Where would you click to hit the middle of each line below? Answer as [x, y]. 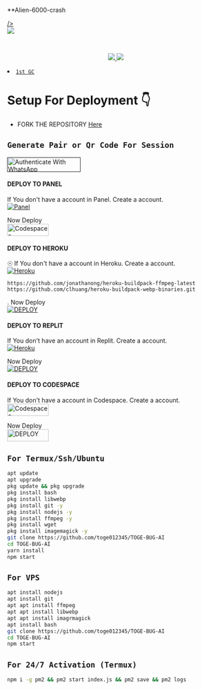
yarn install [26, 550]
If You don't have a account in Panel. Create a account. [85, 199]
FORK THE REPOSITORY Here [59, 124]
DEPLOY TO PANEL [35, 184]
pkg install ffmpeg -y [40, 518]
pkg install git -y [35, 506]
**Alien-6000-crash [37, 10]
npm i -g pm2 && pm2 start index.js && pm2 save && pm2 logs [97, 680]
